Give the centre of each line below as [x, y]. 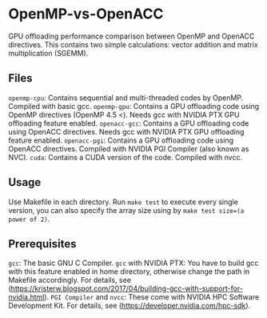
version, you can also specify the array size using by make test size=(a [126, 210]
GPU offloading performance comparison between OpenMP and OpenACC [132, 36]
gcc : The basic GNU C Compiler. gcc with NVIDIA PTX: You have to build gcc [133, 263]
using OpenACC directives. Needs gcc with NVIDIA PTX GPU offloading [126, 131]
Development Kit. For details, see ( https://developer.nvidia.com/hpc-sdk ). [130, 306]
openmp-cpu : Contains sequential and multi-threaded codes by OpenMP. [126, 98]
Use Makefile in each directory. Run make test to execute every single [123, 202]
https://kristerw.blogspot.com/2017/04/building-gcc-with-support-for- [127, 288]
